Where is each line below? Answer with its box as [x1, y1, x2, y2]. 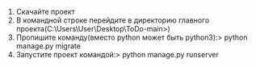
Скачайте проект [15, 7, 75, 16]
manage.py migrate [15, 41, 81, 51]
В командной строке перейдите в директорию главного [15, 15, 210, 25]
